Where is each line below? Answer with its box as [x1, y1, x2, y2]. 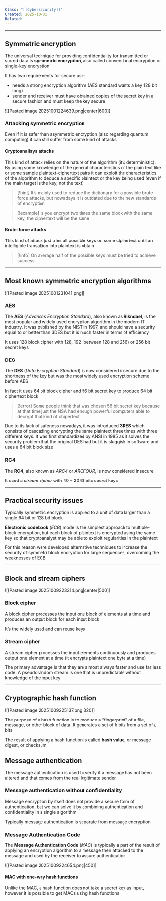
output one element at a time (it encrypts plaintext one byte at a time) [5, 655, 146, 661]
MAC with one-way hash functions [5, 874, 78, 880]
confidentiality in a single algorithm [5, 809, 77, 815]
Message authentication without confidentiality [5, 787, 122, 794]
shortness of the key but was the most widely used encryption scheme [5, 373, 150, 379]
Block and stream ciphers [5, 574, 85, 583]
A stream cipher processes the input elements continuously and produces [5, 649, 156, 655]
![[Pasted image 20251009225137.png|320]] [5, 707, 95, 713]
